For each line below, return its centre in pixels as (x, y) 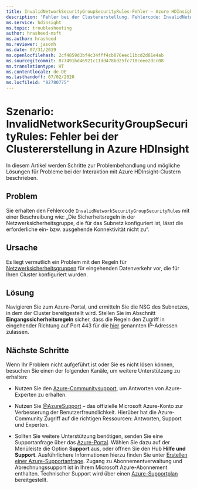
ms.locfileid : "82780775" (38, 83)
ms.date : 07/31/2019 (31, 50)
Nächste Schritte (38, 350)
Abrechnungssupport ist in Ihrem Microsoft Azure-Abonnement (91, 467)
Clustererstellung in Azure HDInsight (98, 149)
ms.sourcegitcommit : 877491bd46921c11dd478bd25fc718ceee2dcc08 (85, 61)
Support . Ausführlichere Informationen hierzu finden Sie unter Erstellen (101, 455)
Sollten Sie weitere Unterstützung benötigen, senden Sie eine (89, 436)
